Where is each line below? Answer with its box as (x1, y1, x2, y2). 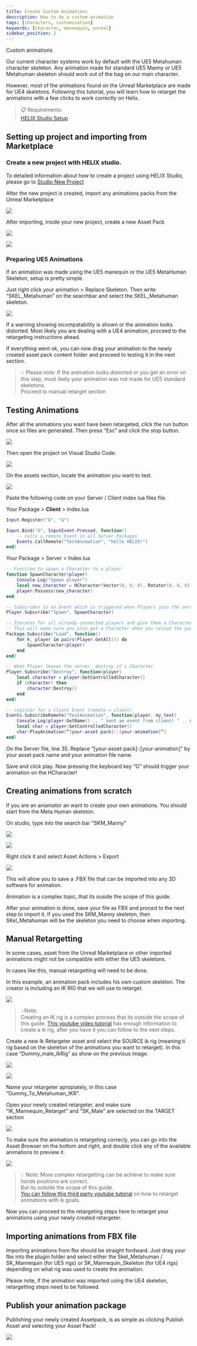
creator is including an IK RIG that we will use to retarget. (6, 985, 144, 992)
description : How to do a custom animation (6, 14, 114, 20)
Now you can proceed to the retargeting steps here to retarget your (6, 1208, 169, 1215)
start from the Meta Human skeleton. (6, 807, 95, 815)
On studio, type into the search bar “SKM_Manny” (6, 819, 127, 826)
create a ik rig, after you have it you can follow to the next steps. (20, 1026, 176, 1033)
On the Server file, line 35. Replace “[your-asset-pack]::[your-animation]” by (6, 745, 191, 752)
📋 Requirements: (20, 107, 63, 114)
